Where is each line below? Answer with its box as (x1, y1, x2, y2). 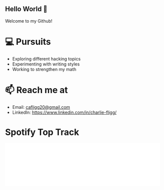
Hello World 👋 (5, 5, 48, 13)
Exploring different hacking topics (12, 56, 81, 62)
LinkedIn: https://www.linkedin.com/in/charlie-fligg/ (12, 109, 117, 115)
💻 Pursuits (5, 36, 51, 47)
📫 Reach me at (5, 84, 68, 95)
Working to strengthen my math (12, 66, 77, 72)
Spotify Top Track (5, 127, 80, 138)
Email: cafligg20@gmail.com (12, 104, 70, 110)
